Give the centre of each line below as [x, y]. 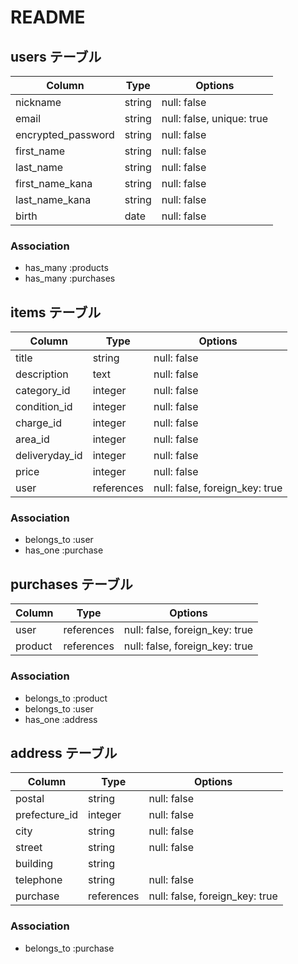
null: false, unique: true [214, 118]
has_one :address [61, 719]
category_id [43, 391]
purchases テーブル [71, 584]
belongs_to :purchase [69, 948]
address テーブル [64, 752]
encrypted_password [65, 134]
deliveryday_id [49, 456]
